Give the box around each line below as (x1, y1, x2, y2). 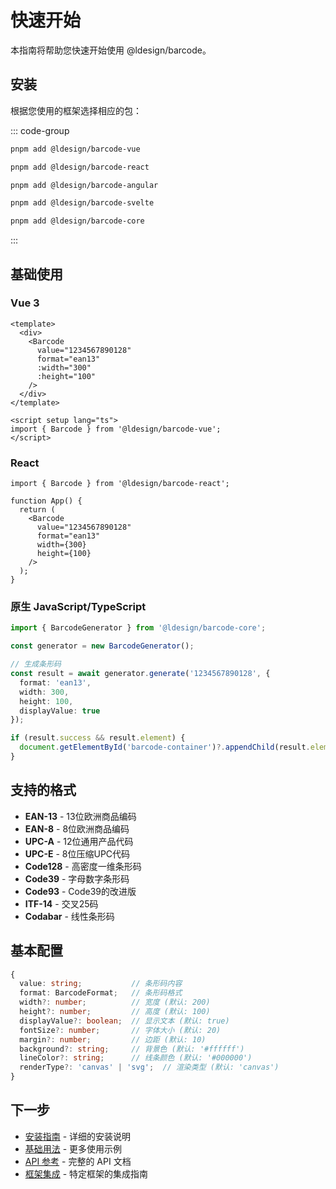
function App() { (10, 496, 83, 506)
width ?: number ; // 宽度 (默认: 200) (19, 997, 211, 1008)
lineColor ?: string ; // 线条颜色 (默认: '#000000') (19, 1053, 253, 1063)
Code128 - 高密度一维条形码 (24, 860, 142, 872)
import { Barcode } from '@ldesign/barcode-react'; (10, 479, 230, 489)
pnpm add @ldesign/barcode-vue (10, 144, 141, 154)
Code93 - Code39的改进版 (24, 885, 137, 897)
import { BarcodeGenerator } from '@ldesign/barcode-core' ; (10, 623, 267, 633)
